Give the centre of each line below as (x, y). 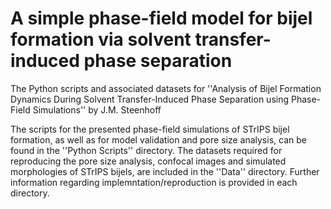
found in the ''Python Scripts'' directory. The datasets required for (146, 150)
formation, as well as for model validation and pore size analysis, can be (158, 139)
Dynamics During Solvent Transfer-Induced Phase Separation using (150, 99)
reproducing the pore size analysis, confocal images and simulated (148, 161)
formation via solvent (101, 39)
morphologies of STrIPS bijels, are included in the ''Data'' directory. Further (165, 171)
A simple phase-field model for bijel (161, 18)
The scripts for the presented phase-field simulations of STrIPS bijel (150, 129)
